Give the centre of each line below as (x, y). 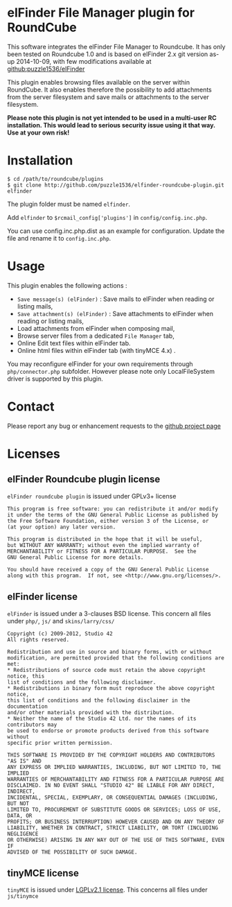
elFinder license (43, 597)
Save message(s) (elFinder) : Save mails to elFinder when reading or (116, 299)
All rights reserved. (38, 639)
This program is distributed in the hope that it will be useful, (105, 539)
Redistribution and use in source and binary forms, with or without (110, 652)
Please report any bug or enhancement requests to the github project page (114, 426)
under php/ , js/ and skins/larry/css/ (61, 621)
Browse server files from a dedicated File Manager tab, (96, 336)
